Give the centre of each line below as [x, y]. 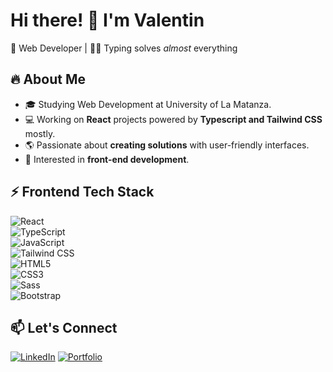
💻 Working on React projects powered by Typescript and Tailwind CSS [173, 119]
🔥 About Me [48, 79]
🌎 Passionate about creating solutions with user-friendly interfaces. [167, 145]
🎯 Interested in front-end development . [107, 159]
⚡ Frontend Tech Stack [82, 192]
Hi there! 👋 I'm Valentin [107, 20]
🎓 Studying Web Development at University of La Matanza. [148, 104]
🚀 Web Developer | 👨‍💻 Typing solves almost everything [124, 48]
